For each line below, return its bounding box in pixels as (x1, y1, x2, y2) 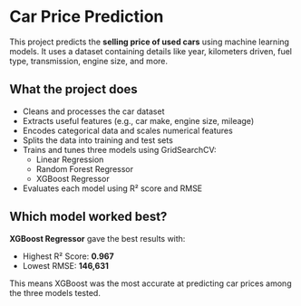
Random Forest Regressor (35, 163, 134, 174)
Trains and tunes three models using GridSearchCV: (22, 144, 217, 155)
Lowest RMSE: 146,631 (22, 260, 109, 271)
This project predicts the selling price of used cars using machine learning (9, 36, 290, 47)
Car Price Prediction (9, 6, 164, 27)
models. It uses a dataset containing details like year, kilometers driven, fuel (9, 45, 293, 56)
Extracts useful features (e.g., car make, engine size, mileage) (22, 115, 255, 126)
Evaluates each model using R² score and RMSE (22, 183, 203, 194)
